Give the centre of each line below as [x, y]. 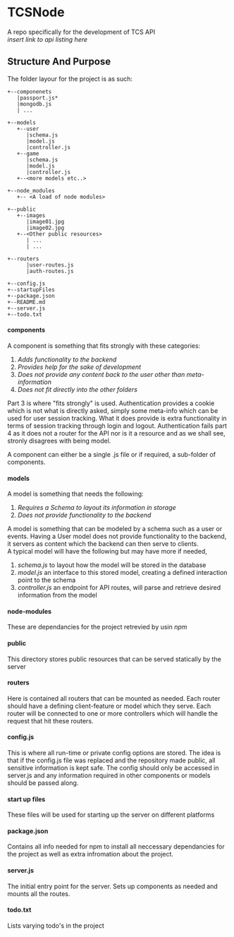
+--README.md [26, 302]
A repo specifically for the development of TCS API [81, 32]
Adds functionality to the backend [67, 359]
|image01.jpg [45, 221]
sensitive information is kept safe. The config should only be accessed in [113, 767]
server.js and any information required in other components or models [109, 775]
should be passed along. [43, 783]
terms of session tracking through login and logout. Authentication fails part [117, 426]
